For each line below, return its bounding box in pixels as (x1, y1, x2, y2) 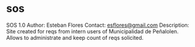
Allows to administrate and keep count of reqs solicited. (6, 34, 144, 41)
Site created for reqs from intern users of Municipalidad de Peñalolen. (6, 27, 179, 35)
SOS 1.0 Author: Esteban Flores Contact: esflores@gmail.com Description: (6, 21, 190, 29)
